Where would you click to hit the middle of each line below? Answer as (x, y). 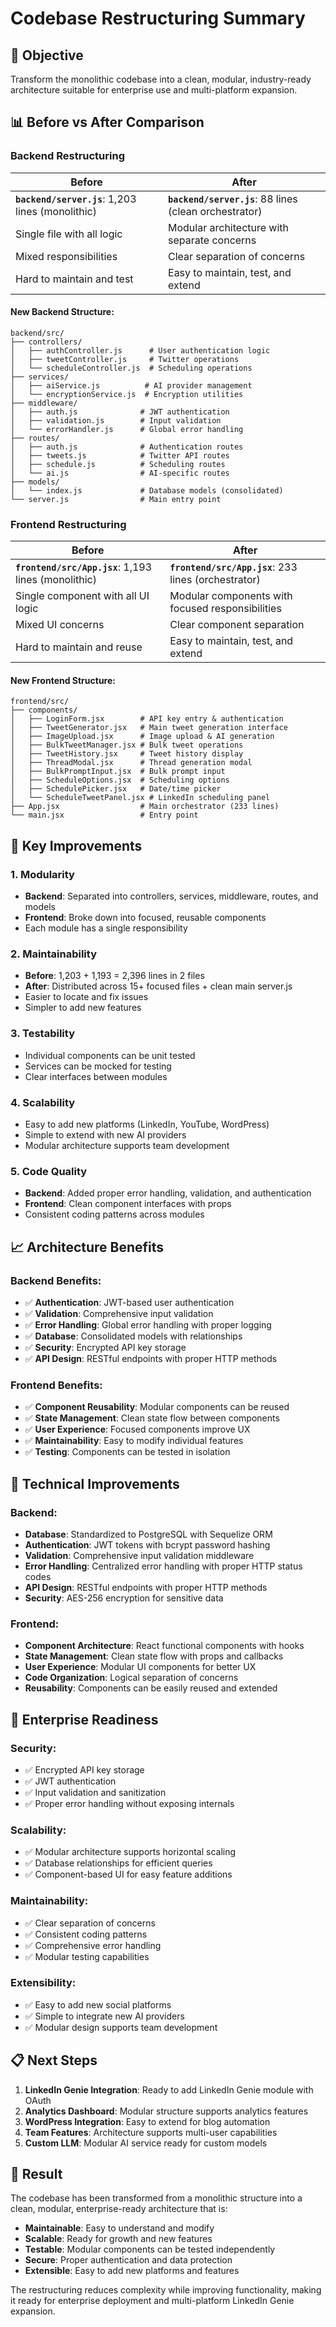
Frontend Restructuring (68, 524)
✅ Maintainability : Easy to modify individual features (134, 1441)
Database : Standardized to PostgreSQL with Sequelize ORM (148, 1534)
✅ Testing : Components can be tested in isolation (127, 1452)
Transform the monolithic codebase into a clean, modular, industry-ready (161, 79)
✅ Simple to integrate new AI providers (104, 2016)
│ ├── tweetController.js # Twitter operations (125, 359)
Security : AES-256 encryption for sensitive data (124, 1598)
